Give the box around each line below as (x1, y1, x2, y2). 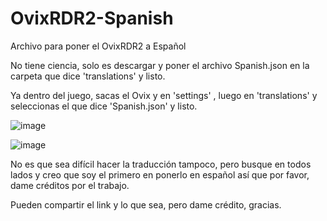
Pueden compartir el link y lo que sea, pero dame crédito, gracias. (10, 198, 282, 211)
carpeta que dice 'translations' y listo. (10, 70, 166, 82)
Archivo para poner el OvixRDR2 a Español (10, 40, 187, 52)
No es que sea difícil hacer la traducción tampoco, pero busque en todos (10, 158, 312, 170)
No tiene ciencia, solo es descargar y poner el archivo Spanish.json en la (10, 59, 310, 71)
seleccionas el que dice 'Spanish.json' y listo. (10, 100, 198, 112)
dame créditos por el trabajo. (10, 179, 130, 191)
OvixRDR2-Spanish (10, 7, 174, 30)
